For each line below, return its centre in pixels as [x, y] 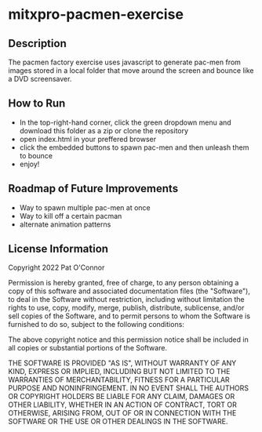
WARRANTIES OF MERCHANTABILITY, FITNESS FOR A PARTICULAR [119, 380]
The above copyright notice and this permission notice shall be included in [128, 339]
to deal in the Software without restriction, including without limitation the [126, 299]
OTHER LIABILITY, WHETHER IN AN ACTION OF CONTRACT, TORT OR [122, 405]
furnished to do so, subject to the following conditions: [96, 325]
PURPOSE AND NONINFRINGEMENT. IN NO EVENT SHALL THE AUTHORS [129, 388]
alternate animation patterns [65, 224]
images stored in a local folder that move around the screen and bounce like [131, 71]
